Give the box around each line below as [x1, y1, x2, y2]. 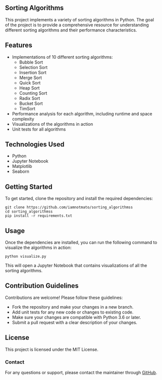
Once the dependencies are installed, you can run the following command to [5, 240, 157, 246]
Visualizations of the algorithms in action [12, 121, 93, 127]
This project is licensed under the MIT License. [5, 347, 99, 352]
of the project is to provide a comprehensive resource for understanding [5, 22, 149, 28]
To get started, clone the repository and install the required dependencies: [5, 196, 153, 201]
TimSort [19, 105, 35, 111]
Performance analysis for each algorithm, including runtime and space [12, 111, 152, 116]
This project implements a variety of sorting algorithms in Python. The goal [5, 17, 154, 22]
